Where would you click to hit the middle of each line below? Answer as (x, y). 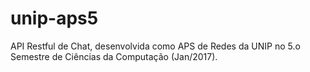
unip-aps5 (54, 18)
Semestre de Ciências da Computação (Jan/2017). (114, 56)
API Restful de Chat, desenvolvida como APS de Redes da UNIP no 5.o (155, 46)
